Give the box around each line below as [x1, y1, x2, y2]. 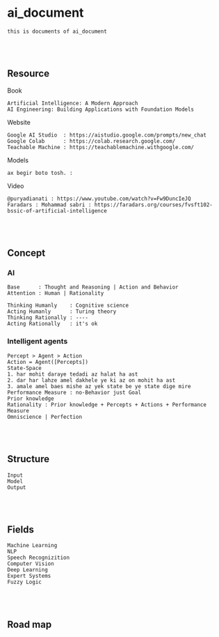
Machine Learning [7, 542, 58, 549]
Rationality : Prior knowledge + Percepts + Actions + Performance [7, 401, 207, 408]
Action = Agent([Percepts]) [7, 358, 89, 365]
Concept [7, 247, 46, 259]
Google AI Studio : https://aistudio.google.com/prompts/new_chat [7, 131, 207, 139]
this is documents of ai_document [7, 28, 108, 35]
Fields [7, 523, 35, 535]
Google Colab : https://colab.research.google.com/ [7, 137, 176, 144]
